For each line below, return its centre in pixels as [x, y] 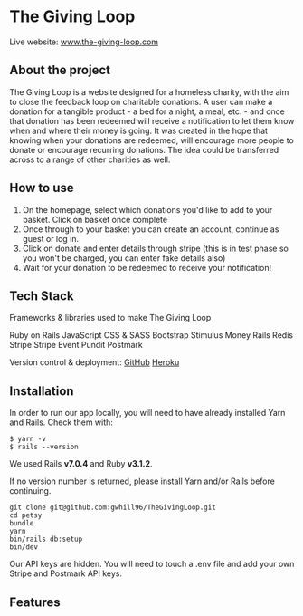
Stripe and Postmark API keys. [66, 573]
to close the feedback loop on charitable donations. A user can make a [141, 101]
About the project [60, 70]
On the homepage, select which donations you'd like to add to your [147, 209]
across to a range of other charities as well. [90, 159]
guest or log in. [51, 238]
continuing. [30, 491]
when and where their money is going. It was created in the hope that [139, 130]
